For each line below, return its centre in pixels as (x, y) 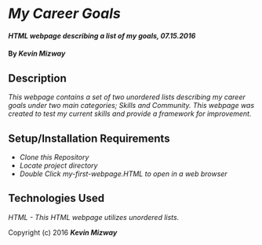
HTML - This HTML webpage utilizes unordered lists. (94, 217)
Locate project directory (58, 166)
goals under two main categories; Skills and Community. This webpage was (131, 106)
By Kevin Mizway (37, 54)
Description (37, 78)
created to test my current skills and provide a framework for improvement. (130, 113)
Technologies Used (56, 198)
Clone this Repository (54, 157)
